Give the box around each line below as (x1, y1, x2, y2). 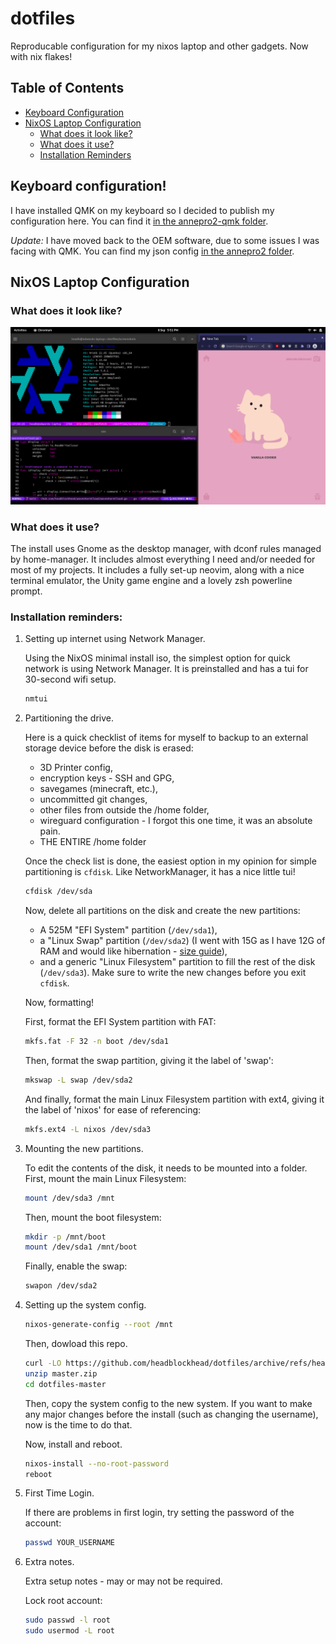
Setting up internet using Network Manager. (24, 633, 206, 645)
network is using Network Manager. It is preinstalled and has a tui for (24, 663, 309, 675)
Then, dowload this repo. (24, 1338, 128, 1350)
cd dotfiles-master (24, 1379, 107, 1389)
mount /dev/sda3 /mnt (24, 1193, 115, 1203)
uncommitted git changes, (39, 793, 148, 806)
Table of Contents (10, 80, 125, 97)
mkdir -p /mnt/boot (24, 1232, 107, 1242)
